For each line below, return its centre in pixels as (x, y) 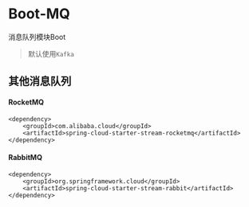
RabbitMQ (25, 158)
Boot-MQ (39, 14)
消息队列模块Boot (37, 37)
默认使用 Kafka (51, 53)
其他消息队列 (40, 82)
